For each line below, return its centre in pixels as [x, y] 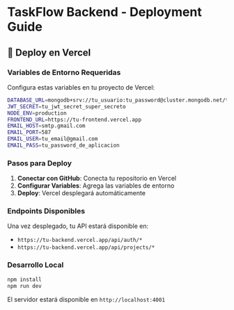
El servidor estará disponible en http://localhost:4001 [86, 299]
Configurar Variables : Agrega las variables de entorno [96, 186]
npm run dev [24, 286]
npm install [24, 279]
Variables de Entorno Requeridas [64, 72]
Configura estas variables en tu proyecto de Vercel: [81, 87]
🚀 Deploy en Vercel [49, 52]
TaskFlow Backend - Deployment [104, 12]
